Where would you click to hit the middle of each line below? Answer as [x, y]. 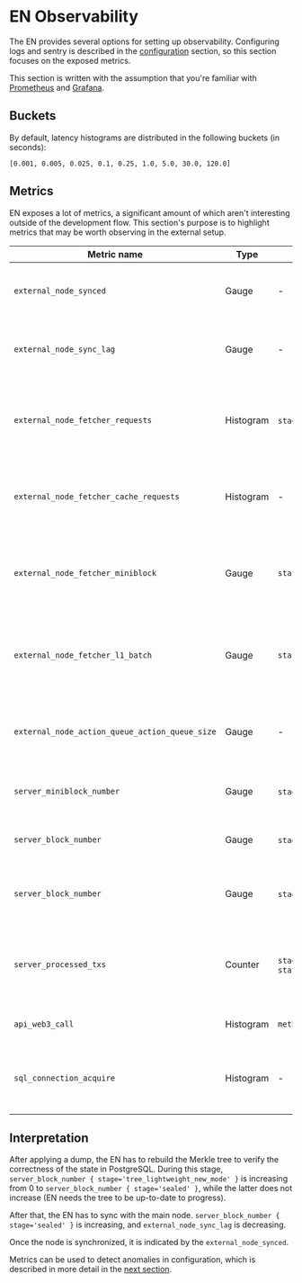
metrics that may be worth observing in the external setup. [118, 232]
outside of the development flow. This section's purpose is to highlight [139, 222]
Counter [242, 964]
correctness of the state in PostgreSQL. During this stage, [116, 1169]
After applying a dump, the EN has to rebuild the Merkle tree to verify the [144, 1160]
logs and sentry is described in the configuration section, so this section [143, 50]
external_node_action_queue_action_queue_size [115, 731]
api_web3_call [44, 1024]
